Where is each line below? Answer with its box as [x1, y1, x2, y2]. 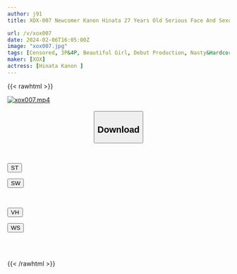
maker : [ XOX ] [7, 56, 46, 64]
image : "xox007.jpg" [7, 43, 68, 50]
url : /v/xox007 [7, 30, 52, 37]
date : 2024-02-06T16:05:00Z [7, 36, 90, 43]
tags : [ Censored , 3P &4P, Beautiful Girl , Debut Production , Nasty [7, 49, 207, 56]
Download [97, 124, 140, 135]
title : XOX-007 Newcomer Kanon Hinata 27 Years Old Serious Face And [7, 17, 217, 24]
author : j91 [7, 10, 42, 18]
